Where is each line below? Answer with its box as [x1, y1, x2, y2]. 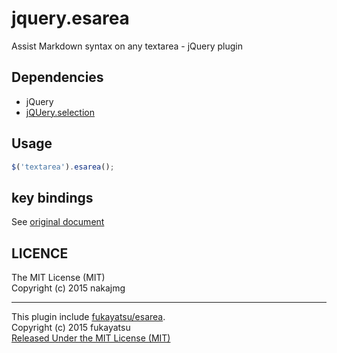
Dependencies [11, 69, 104, 86]
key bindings [11, 189, 94, 206]
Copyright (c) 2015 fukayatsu [11, 322, 131, 334]
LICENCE [11, 245, 69, 262]
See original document [11, 216, 105, 228]
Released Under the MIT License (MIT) [11, 332, 171, 344]
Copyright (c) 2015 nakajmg [11, 282, 126, 294]
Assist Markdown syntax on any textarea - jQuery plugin [11, 40, 243, 52]
